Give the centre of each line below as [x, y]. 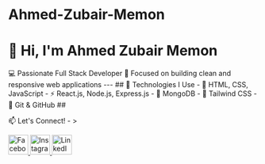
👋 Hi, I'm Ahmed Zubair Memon [113, 51]
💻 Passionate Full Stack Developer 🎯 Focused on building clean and [120, 74]
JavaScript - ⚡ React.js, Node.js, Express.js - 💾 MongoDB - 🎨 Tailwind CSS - [133, 93]
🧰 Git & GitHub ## [37, 105]
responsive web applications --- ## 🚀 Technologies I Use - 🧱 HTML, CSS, [128, 85]
